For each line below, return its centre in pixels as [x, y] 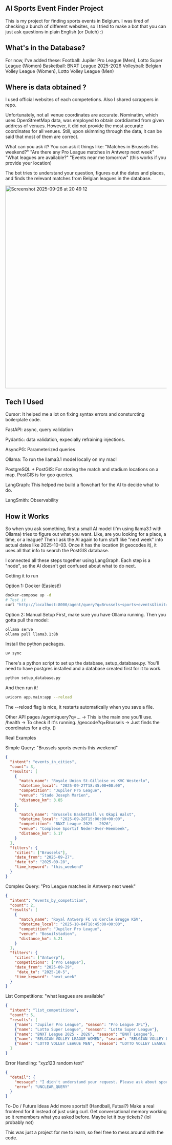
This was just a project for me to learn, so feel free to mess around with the [84, 1132]
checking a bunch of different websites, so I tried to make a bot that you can [86, 26]
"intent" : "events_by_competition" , [49, 900]
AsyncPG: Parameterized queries [40, 450]
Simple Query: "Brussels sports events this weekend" [62, 748]
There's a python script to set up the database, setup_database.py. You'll [82, 663]
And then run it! [22, 688]
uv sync [14, 653]
